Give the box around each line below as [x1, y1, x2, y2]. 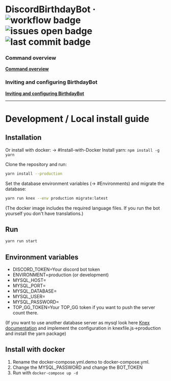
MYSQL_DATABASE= [12, 288, 57, 294]
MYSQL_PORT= [12, 282, 46, 289]
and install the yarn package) [5, 330, 67, 337]
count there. [12, 310, 39, 316]
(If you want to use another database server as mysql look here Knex [5, 320, 150, 326]
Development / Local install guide [5, 113, 150, 125]
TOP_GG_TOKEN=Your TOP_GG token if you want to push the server [12, 304, 155, 311]
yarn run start [5, 239, 38, 244]
